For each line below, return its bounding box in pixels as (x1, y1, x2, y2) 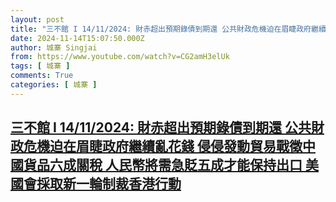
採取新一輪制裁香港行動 (36, 176, 182, 193)
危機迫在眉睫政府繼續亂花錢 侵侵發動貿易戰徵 (23, 138, 303, 155)
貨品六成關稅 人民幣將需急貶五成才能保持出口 (23, 157, 303, 174)
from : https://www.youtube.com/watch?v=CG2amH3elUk (10, 52, 230, 62)
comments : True (10, 71, 74, 81)
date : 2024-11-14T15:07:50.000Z (10, 33, 145, 43)
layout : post (10, 14, 65, 25)
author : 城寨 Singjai (10, 42, 98, 53)
